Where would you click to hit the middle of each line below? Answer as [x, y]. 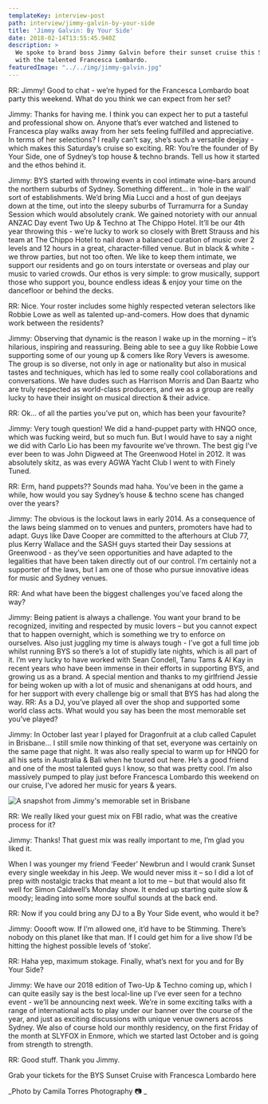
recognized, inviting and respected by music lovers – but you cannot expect [133, 626]
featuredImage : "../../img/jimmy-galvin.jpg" [85, 68]
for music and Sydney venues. [58, 578]
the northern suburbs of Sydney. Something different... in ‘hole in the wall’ [130, 189]
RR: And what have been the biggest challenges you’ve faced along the [126, 593]
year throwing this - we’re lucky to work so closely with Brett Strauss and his [134, 231]
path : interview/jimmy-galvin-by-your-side [82, 23]
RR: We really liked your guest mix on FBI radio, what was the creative [123, 816]
